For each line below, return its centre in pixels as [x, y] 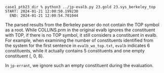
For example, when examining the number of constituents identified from [79, 40]
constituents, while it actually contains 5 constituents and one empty [75, 51]
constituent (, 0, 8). [25, 56]
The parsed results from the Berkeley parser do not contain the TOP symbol [82, 25]
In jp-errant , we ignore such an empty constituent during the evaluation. [80, 65]
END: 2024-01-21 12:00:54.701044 [44, 16]
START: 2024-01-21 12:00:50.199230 [42, 11]
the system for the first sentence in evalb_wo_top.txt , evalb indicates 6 [78, 46]
